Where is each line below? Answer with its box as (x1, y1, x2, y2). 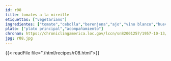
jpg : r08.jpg (5, 36, 33, 41)
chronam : (5, 31, 24, 36)
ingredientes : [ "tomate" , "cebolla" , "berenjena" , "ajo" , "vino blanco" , (5, 21, 156, 27)
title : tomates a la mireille (5, 12, 70, 17)
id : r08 (5, 7, 22, 13)
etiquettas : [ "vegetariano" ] (5, 17, 67, 22)
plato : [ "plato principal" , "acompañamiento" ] (5, 26, 103, 32)
